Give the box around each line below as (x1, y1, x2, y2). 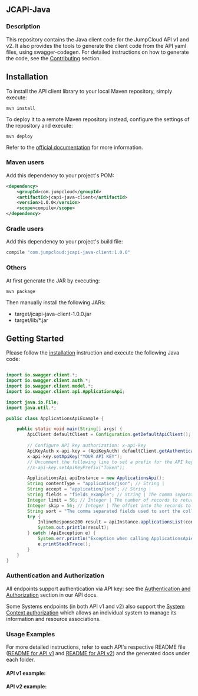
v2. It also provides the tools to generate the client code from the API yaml (6, 42, 187, 49)
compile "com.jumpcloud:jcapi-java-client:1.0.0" (6, 249, 131, 256)
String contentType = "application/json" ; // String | (27, 481, 165, 487)
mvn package (6, 288, 35, 294)
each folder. (6, 656, 35, 664)
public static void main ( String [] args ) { (16, 426, 123, 432)
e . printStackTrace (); (37, 541, 91, 547)
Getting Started (6, 333, 64, 343)
